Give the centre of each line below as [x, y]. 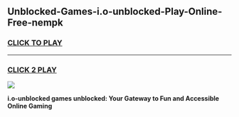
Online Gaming [30, 106]
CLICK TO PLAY [35, 43]
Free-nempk [35, 23]
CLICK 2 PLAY [32, 69]
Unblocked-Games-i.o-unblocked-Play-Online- [115, 12]
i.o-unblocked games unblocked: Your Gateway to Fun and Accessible [113, 98]
